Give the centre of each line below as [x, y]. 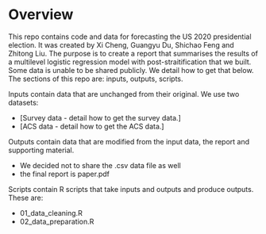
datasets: [23, 102]
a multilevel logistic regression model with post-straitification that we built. [130, 62]
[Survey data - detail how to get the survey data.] [100, 117]
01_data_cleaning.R [51, 213]
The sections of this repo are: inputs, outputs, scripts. [96, 79]
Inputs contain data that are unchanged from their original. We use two [124, 94]
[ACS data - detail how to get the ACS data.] [92, 126]
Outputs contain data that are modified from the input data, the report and [129, 141]
